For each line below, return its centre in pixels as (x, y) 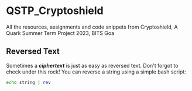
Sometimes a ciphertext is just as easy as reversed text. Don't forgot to (92, 65)
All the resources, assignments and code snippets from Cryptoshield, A (92, 27)
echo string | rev (28, 82)
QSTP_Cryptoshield (55, 11)
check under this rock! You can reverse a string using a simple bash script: (96, 72)
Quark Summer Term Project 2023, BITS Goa (60, 33)
